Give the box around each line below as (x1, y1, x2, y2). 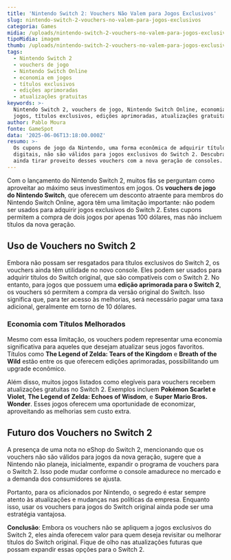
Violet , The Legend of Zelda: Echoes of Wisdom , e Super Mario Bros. (7, 392, 208, 400)
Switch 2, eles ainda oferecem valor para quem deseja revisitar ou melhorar (7, 530, 221, 539)
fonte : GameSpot (7, 125, 54, 132)
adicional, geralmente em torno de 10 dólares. (7, 302, 137, 311)
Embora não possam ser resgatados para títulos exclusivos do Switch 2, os (7, 258, 220, 267)
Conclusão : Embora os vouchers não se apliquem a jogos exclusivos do (7, 523, 212, 531)
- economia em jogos (13, 74, 72, 81)
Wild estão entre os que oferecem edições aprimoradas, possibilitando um (7, 357, 219, 365)
